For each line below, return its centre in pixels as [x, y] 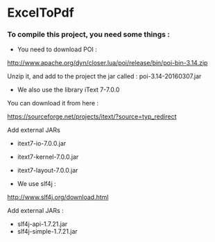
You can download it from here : [53, 103]
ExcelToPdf [41, 13]
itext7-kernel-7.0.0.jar [48, 157]
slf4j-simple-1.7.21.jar [47, 232]
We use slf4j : [37, 184]
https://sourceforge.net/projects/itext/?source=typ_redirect [92, 116]
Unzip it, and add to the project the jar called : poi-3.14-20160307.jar [104, 76]
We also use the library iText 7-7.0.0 [68, 90]
